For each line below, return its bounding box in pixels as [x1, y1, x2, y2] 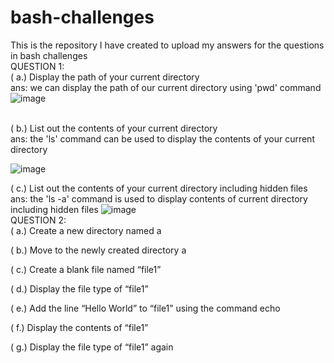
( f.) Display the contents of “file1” [10, 321, 149, 333]
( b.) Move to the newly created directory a [10, 244, 187, 256]
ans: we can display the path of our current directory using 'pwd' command [10, 81, 322, 93]
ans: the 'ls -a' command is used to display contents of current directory [10, 192, 308, 205]
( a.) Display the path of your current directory [10, 71, 200, 83]
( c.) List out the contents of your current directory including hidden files [10, 182, 308, 194]
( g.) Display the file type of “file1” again [10, 341, 174, 353]
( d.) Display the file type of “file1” [10, 282, 149, 295]
